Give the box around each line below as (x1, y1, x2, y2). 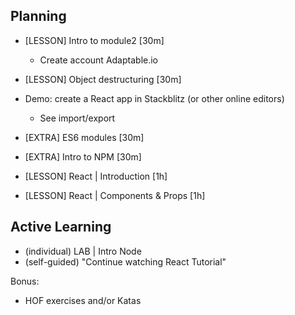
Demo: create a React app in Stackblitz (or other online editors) (24, 92, 285, 104)
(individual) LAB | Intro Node (24, 245, 142, 257)
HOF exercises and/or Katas (24, 294, 142, 306)
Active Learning (10, 219, 112, 236)
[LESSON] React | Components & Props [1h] (24, 189, 206, 201)
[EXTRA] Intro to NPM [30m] (24, 150, 142, 163)
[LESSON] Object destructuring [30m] (24, 73, 182, 85)
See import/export (39, 112, 116, 124)
